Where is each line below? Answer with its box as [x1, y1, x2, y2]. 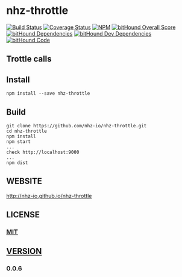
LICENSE [6, 209, 40, 220]
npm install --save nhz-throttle [6, 91, 90, 97]
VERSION [6, 246, 42, 256]
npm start [6, 138, 31, 145]
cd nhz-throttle [6, 128, 47, 134]
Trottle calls [6, 54, 52, 64]
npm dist [6, 159, 28, 166]
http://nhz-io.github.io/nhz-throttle [6, 192, 92, 199]
